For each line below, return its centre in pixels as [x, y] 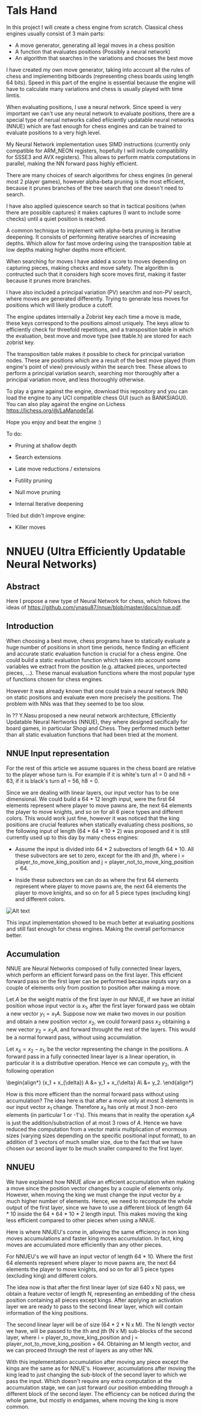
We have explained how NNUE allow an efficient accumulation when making [100, 1182]
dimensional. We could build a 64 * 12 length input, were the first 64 [91, 799]
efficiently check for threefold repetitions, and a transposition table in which [100, 330]
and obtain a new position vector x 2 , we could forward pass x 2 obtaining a [98, 1022]
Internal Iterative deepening [49, 504]
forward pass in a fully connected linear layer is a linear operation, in [91, 1057]
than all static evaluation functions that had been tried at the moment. [92, 734]
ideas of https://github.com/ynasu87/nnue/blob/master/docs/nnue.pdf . [94, 607]
